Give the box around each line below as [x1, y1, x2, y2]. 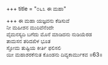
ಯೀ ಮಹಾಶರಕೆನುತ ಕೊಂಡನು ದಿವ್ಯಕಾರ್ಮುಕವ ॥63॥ [6, 51, 103, 58]
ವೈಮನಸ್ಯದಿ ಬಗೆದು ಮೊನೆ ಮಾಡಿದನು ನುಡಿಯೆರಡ [6, 31, 92, 38]
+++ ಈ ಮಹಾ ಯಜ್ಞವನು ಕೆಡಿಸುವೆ [6, 17, 70, 24]
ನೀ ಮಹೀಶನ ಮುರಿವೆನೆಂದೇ [6, 24, 54, 31]
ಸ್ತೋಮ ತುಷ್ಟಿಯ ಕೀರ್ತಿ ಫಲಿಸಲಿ [6, 45, 62, 51]
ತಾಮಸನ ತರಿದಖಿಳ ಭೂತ [6, 37, 51, 45]
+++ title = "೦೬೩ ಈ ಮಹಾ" [6, 5, 67, 12]
